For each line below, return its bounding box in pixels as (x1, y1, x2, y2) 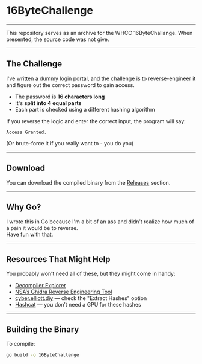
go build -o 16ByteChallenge (6, 352, 79, 358)
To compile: (6, 340, 35, 347)
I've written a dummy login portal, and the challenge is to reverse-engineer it (6, 75, 196, 82)
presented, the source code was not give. (6, 36, 109, 43)
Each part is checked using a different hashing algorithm (14, 106, 155, 113)
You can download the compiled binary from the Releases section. (6, 179, 171, 186)
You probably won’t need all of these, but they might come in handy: (6, 270, 176, 278)
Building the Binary (6, 324, 79, 334)
